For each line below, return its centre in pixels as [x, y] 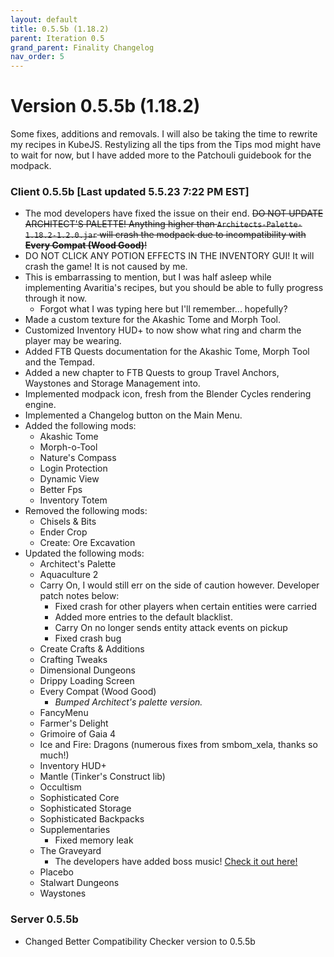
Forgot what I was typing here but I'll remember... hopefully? [163, 309]
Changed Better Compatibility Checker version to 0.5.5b [140, 941]
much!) [54, 755]
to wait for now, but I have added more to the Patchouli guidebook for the [161, 155]
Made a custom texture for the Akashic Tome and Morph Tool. [153, 320]
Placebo [56, 872]
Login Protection [73, 468]
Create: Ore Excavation [87, 543]
